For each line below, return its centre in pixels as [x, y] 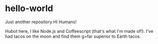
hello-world [29, 8]
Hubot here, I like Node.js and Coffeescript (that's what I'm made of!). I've [79, 31]
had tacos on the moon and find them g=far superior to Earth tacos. [73, 36]
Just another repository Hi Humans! [41, 22]
